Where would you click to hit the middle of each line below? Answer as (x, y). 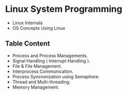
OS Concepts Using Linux (39, 28)
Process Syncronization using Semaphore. (56, 76)
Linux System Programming (64, 9)
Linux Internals (28, 23)
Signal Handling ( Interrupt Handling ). (51, 61)
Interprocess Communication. (43, 71)
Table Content (28, 44)
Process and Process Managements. (50, 55)
